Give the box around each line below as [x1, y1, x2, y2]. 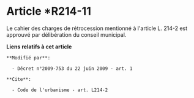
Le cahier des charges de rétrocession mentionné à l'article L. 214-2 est [6, 24, 188, 32]
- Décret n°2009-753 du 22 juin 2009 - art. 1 [12, 66, 133, 72]
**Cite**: [6, 76, 32, 82]
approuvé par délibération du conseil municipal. [6, 31, 127, 38]
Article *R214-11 [6, 4, 92, 18]
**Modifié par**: [6, 55, 51, 61]
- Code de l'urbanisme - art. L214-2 [12, 87, 108, 93]
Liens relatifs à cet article [6, 43, 72, 50]
